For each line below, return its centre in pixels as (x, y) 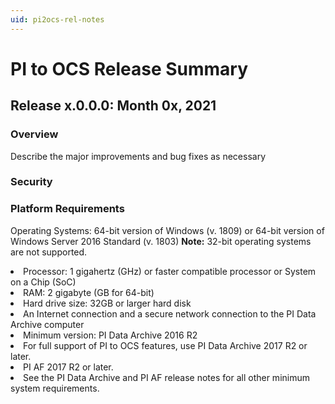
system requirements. (55, 388)
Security (31, 182)
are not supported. (49, 252)
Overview (34, 134)
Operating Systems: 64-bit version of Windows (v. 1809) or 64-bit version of (167, 230)
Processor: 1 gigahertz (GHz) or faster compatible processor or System (170, 271)
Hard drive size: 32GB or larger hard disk (107, 303)
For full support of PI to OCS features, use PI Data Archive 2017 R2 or (165, 345)
